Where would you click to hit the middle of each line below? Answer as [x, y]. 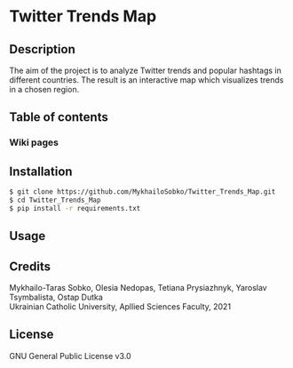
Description [42, 49]
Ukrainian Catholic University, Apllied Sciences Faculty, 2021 [120, 306]
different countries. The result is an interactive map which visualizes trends [146, 80]
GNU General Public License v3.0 [70, 356]
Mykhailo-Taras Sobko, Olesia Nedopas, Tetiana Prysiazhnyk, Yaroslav [139, 287]
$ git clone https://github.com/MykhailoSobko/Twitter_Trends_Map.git [143, 192]
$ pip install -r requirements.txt [75, 208]
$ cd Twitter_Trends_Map [55, 200]
